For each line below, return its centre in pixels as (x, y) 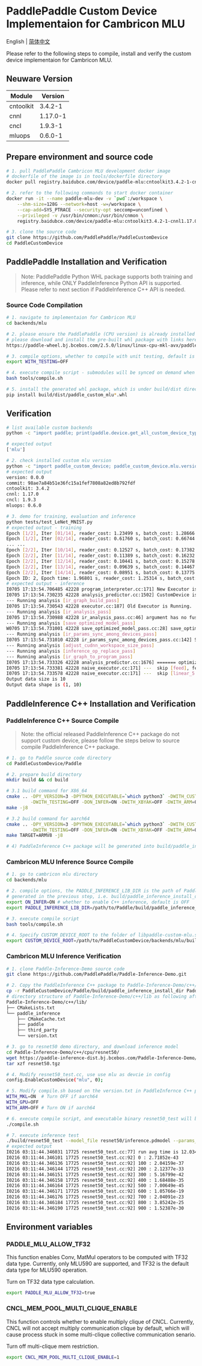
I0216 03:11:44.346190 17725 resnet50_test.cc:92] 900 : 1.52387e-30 (95, 1208)
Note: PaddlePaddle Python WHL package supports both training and (107, 277)
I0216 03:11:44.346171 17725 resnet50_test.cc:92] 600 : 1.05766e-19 (95, 1191)
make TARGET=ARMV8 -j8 (35, 835)
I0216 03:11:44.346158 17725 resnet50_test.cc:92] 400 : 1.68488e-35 (95, 1180)
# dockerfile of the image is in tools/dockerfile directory (84, 176)
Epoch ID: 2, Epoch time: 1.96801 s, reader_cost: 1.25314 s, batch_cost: (102, 578)
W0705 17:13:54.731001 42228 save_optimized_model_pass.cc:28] (87, 629)
